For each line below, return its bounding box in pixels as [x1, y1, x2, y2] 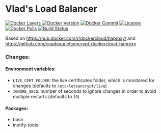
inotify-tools [12, 122, 38, 128]
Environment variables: [5, 66, 56, 72]
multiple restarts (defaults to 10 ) [12, 94, 80, 100]
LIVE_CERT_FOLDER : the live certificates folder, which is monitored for [12, 77, 155, 84]
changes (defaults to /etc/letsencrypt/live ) [12, 83, 107, 89]
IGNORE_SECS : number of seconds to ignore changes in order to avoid [12, 88, 156, 94]
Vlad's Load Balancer [5, 3, 98, 15]
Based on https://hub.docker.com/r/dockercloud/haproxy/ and [5, 35, 136, 41]
